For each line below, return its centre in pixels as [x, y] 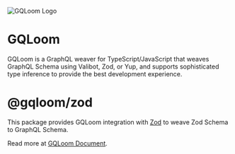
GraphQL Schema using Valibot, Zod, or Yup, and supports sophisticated [113, 66]
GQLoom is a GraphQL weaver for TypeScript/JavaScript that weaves [108, 59]
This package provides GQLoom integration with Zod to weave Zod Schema [118, 122]
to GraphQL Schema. [38, 129]
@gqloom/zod [50, 103]
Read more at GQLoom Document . [57, 143]
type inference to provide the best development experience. [95, 73]
